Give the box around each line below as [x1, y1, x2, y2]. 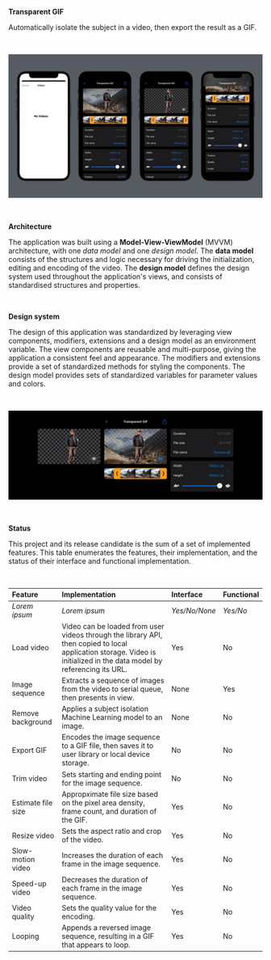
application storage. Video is [61, 647, 156, 657]
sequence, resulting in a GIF [61, 932, 155, 941]
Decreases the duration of [61, 874, 148, 884]
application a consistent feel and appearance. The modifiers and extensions [8, 353, 261, 362]
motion [11, 855, 35, 865]
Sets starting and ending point [61, 769, 162, 779]
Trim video [11, 774, 48, 784]
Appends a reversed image [61, 923, 152, 933]
